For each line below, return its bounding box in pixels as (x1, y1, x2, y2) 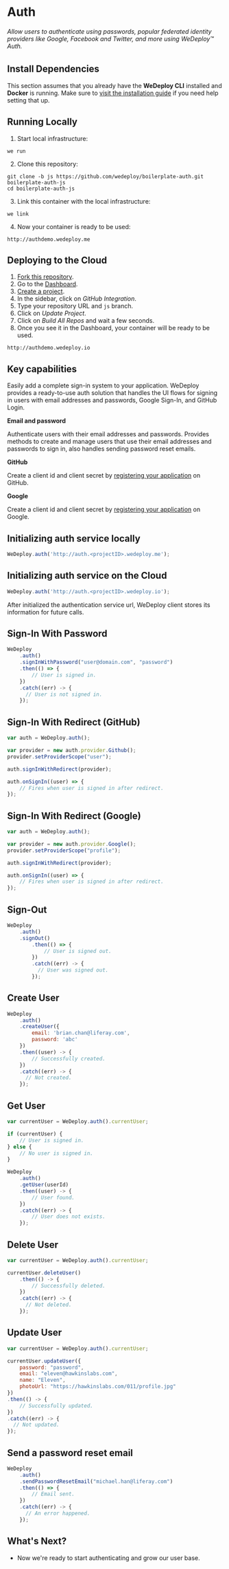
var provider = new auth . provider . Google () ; (7, 840, 136, 847)
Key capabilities (7, 363, 77, 375)
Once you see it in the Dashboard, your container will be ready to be (16, 324, 210, 332)
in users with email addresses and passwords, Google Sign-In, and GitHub (7, 396, 217, 405)
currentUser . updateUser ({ (7, 1357, 81, 1365)
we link (7, 211, 29, 217)
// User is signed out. (43, 948, 112, 954)
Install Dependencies (7, 63, 99, 75)
